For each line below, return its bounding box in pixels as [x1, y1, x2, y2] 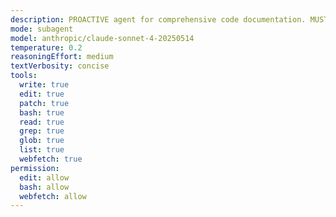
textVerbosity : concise [10, 61, 110, 71]
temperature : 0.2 [10, 42, 83, 53]
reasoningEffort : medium [10, 52, 114, 62]
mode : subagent [10, 24, 74, 34]
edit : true [19, 89, 65, 99]
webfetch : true [19, 154, 83, 164]
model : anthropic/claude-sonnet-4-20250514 [10, 33, 195, 43]
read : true [19, 117, 65, 127]
